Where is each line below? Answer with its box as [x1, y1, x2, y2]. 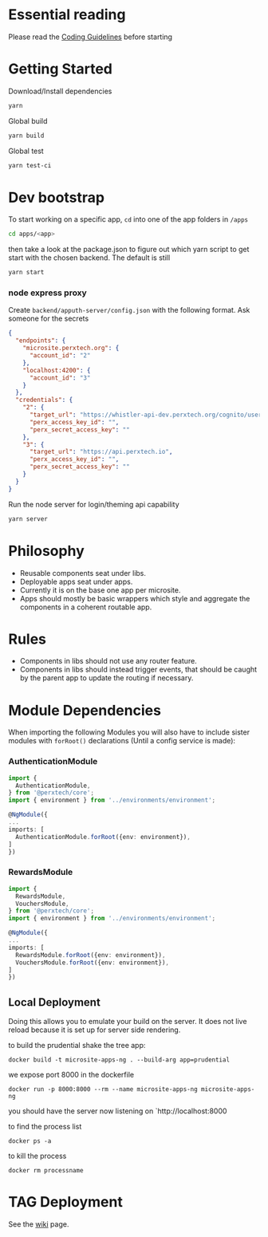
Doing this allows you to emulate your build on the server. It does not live [8, 1017, 247, 1026]
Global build [8, 116, 48, 125]
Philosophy [8, 542, 85, 560]
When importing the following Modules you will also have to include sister [8, 727, 250, 737]
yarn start [8, 269, 45, 277]
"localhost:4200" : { [22, 366, 91, 374]
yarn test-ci [8, 161, 52, 169]
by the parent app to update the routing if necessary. [19, 673, 194, 683]
